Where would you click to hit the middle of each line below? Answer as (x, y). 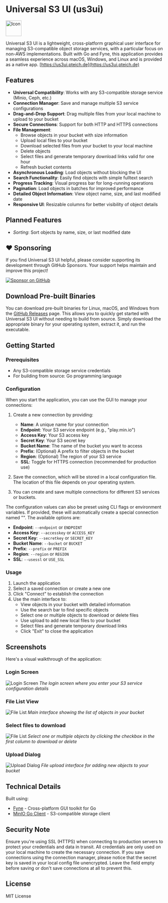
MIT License (19, 896)
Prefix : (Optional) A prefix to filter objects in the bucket (77, 451)
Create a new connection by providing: (53, 415)
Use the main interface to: (40, 599)
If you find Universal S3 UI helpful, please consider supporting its (73, 260)
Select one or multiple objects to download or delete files (79, 615)
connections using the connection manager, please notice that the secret (81, 858)
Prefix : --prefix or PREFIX (40, 549)
